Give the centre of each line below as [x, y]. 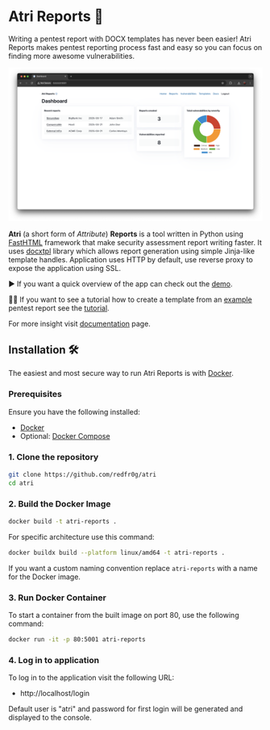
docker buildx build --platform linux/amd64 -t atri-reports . [117, 553]
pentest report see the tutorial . [59, 308]
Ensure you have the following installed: [75, 411]
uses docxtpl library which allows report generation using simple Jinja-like [132, 251]
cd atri [21, 483]
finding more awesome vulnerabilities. [72, 56]
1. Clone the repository [54, 457]
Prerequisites [35, 394]
